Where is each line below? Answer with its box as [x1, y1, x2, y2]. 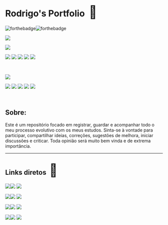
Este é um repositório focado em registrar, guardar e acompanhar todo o [5, 122, 155, 128]
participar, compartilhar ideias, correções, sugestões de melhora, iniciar [5, 132, 153, 138]
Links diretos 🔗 [5, 162, 58, 178]
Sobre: [5, 108, 26, 117]
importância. [5, 143, 31, 149]
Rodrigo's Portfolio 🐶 [5, 4, 97, 20]
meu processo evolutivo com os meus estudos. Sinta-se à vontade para [5, 127, 153, 133]
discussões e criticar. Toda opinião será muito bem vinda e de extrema [5, 138, 151, 144]
